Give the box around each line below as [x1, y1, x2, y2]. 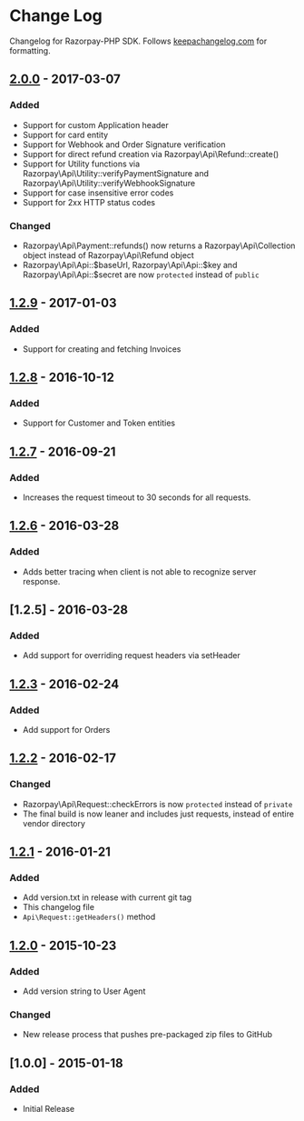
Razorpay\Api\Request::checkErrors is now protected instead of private [22, 798, 293, 809]
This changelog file [22, 902, 95, 913]
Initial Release [22, 1104, 75, 1115]
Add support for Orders [22, 725, 111, 736]
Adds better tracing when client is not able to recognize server [22, 566, 257, 577]
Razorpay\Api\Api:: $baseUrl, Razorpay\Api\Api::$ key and [22, 259, 238, 270]
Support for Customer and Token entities [22, 417, 175, 428]
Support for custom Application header [22, 119, 170, 130]
